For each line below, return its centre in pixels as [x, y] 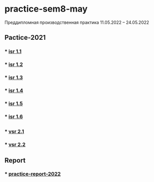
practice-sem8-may [46, 9]
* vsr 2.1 [14, 132]
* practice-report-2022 [33, 174]
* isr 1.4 [14, 91]
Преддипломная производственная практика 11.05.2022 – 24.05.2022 [77, 22]
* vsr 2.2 [15, 145]
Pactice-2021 [25, 38]
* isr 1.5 [14, 103]
